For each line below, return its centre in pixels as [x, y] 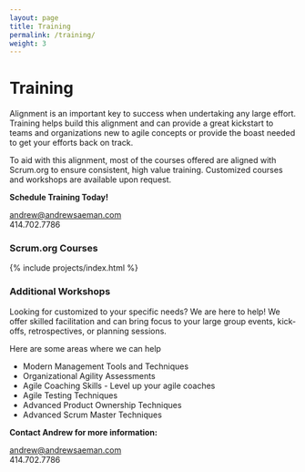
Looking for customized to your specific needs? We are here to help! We [145, 312]
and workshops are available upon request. [91, 180]
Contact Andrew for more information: [83, 432]
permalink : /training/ [52, 35]
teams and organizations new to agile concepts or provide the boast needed [152, 133]
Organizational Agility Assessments [89, 375]
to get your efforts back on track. [71, 143]
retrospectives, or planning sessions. [97, 331]
